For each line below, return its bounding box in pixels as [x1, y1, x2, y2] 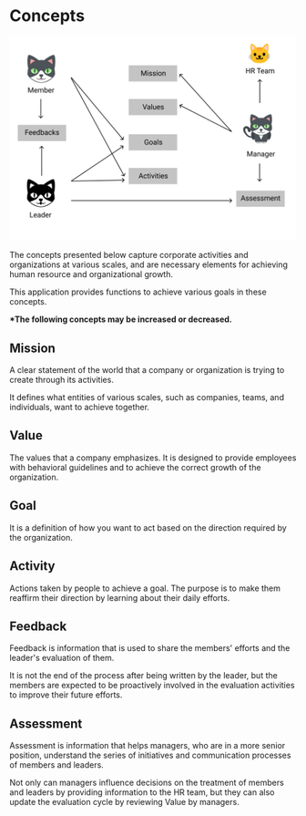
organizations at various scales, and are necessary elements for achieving [9, 259, 289, 270]
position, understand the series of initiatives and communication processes [9, 749, 291, 761]
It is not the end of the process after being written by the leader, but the [9, 670, 278, 681]
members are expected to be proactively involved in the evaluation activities [9, 680, 295, 691]
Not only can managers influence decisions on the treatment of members [9, 777, 284, 789]
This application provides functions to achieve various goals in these [9, 286, 267, 297]
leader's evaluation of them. [9, 653, 115, 664]
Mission [9, 340, 56, 356]
